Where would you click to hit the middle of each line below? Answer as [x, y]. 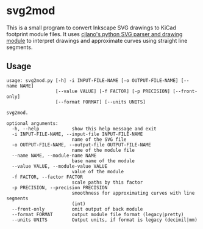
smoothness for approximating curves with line [133, 193]
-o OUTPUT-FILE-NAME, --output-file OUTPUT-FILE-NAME [81, 145]
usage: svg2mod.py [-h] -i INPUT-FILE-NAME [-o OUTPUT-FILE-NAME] [92, 80]
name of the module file [103, 150]
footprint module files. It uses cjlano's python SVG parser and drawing [94, 34]
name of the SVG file [99, 139]
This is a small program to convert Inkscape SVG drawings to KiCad [91, 28]
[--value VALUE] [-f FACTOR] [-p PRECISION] [113, 91]
